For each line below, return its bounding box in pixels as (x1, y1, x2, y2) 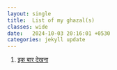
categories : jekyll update (7, 36, 86, 43)
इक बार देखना (17, 55, 49, 64)
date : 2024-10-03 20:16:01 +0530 (7, 29, 111, 37)
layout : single (7, 10, 52, 17)
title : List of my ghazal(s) (7, 17, 95, 24)
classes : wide (7, 23, 49, 30)
